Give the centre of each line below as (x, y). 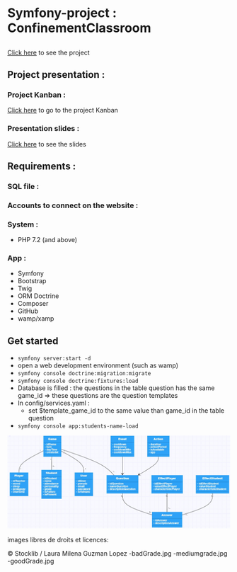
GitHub (28, 311)
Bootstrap (32, 281)
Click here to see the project (48, 52)
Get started (33, 341)
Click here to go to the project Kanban (63, 110)
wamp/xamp (36, 319)
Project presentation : (56, 75)
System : (23, 224)
